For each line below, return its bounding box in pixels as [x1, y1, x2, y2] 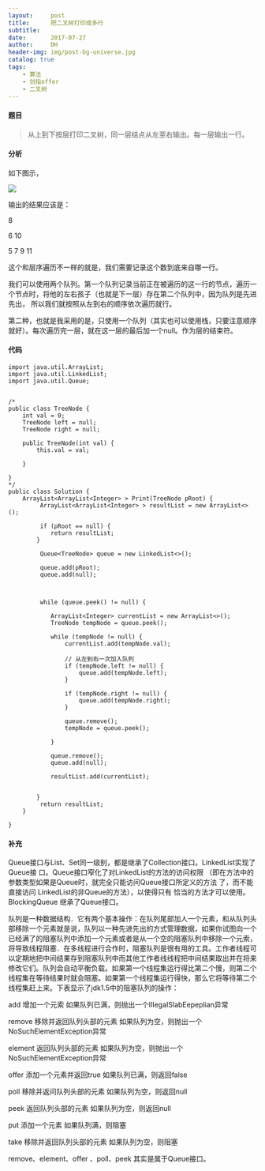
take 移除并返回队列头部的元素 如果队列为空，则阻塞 [8, 1137, 178, 1147]
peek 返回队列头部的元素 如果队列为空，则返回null [8, 1104, 171, 1113]
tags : [8, 63, 26, 71]
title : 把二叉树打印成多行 [8, 19, 104, 27]
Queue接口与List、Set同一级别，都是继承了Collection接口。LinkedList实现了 [8, 858, 256, 868]
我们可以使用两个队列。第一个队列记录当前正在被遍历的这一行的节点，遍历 [8, 279, 250, 288]
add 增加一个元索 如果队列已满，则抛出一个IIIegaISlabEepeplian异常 [8, 1000, 229, 1010]
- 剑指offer [22, 77, 59, 85]
